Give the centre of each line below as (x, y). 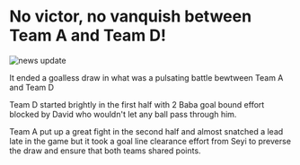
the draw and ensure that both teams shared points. (105, 151)
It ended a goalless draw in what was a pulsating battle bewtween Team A (146, 77)
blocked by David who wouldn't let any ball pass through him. (123, 114)
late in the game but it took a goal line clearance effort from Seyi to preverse (150, 141)
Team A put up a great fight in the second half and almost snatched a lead (146, 131)
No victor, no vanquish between (131, 17)
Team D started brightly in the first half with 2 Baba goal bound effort (137, 104)
